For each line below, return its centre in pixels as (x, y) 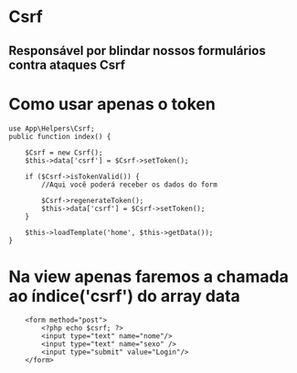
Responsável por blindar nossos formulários (137, 51)
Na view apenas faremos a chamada (148, 277)
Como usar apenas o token (112, 104)
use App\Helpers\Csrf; (52, 128)
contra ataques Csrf (67, 64)
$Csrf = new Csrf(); (64, 153)
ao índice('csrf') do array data (125, 296)
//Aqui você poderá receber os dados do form (130, 185)
